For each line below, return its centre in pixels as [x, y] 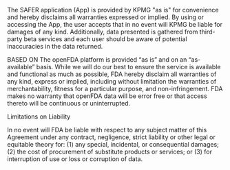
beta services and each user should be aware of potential [105, 39]
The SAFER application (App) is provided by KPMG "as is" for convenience [113, 10]
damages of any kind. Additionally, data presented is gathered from [103, 32]
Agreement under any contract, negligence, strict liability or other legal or [111, 137]
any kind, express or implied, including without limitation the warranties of [112, 81]
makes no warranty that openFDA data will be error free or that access [107, 96]
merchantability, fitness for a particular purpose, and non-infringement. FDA [115, 89]
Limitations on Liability [39, 117]
